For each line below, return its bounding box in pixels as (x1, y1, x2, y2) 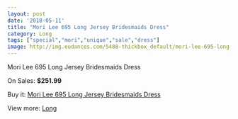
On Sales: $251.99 (7, 76, 62, 85)
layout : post (7, 10, 46, 18)
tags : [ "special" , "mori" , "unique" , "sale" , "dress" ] (7, 37, 160, 44)
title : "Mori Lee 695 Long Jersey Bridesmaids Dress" (7, 23, 170, 30)
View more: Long (7, 104, 57, 112)
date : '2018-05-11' (7, 17, 65, 24)
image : (7, 43, 27, 50)
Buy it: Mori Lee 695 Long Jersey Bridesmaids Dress (7, 90, 161, 98)
